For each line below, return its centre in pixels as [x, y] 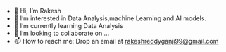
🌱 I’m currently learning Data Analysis [68, 26]
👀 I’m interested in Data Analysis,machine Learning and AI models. [110, 18]
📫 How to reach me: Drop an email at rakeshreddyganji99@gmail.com [116, 41]
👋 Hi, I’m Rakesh [38, 11]
